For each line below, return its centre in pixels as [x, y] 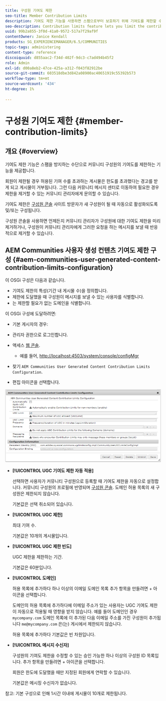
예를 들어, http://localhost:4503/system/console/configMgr [79, 356]
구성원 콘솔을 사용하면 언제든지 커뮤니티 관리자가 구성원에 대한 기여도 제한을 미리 [83, 220]
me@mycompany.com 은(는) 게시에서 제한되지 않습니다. [72, 624]
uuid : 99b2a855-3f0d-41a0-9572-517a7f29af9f [52, 32]
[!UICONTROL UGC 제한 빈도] [42, 546]
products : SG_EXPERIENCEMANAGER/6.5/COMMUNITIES [56, 42]
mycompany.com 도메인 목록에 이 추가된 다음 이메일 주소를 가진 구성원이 [80, 618]
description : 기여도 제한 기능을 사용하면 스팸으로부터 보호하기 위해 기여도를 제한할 [81, 21]
